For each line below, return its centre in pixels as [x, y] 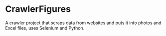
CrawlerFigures [38, 9]
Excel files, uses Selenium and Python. [45, 28]
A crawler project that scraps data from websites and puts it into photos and [83, 23]
